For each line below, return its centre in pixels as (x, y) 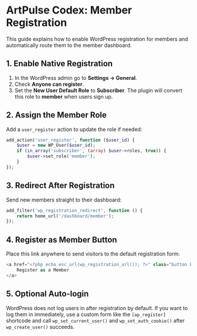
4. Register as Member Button (62, 239)
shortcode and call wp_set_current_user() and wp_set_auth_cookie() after (95, 320)
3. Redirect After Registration (60, 186)
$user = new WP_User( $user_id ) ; (56, 145)
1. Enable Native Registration (60, 64)
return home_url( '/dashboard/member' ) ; (65, 216)
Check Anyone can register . (49, 84)
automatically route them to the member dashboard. (69, 45)
